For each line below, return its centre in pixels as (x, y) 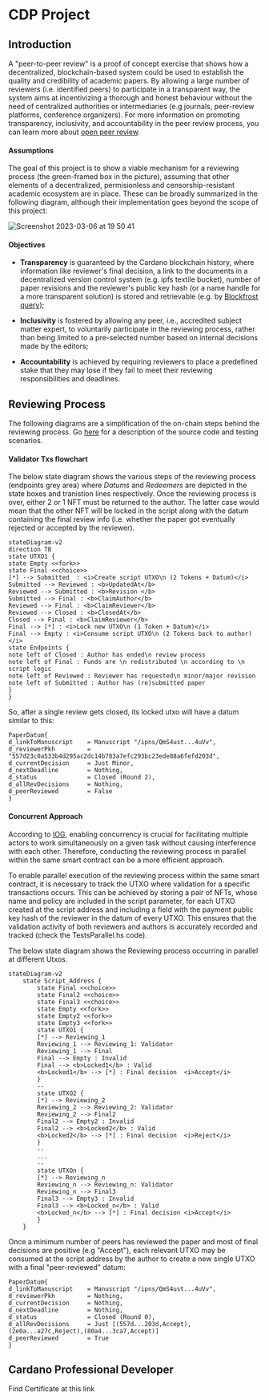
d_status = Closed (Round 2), (82, 777)
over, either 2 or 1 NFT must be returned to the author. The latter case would (134, 503)
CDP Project (49, 15)
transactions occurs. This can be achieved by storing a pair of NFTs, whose (133, 892)
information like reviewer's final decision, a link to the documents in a (134, 271)
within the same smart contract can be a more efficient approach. (116, 860)
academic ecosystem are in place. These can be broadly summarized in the (133, 193)
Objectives (27, 244)
